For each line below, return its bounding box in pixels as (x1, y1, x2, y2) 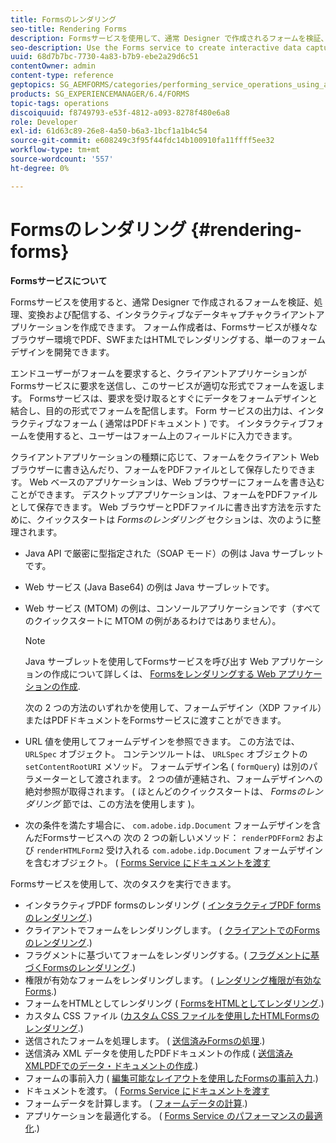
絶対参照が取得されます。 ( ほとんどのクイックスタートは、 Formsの (24, 785, 306, 797)
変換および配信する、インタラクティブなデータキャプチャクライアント (27, 308, 317, 320)
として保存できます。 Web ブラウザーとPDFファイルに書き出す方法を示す (10, 501, 313, 513)
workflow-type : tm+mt (10, 145, 101, 155)
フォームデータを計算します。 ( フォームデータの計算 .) (24, 1097, 248, 1109)
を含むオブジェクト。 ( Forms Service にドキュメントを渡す (24, 856, 271, 868)
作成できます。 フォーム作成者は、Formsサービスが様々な (79, 321, 318, 333)
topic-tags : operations (10, 98, 110, 108)
